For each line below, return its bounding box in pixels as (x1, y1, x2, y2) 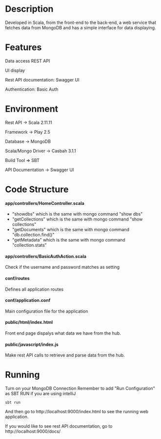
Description (5, 3, 54, 15)
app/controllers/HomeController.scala (5, 200, 84, 206)
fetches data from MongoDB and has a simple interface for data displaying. (5, 24, 156, 30)
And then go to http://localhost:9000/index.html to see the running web (5, 409, 149, 415)
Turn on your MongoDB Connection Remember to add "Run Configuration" (5, 385, 155, 391)
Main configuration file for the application (5, 308, 88, 314)
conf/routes (5, 276, 30, 281)
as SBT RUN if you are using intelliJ (5, 391, 76, 397)
